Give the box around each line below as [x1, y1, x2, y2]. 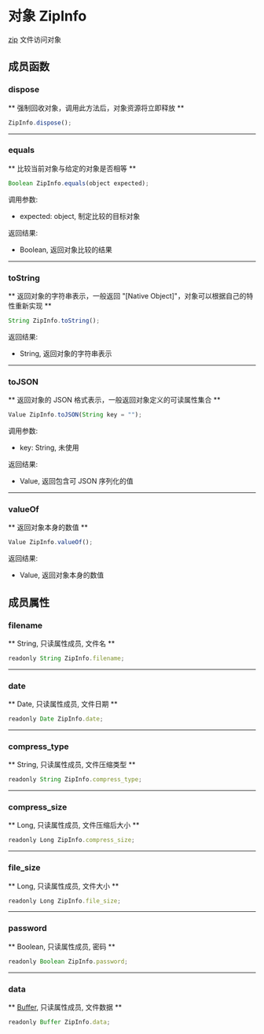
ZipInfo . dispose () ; [8, 119, 72, 127]
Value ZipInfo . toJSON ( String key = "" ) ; [8, 411, 143, 419]
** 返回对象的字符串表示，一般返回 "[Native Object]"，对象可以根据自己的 [8, 291, 247, 300]
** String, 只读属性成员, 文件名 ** [8, 639, 115, 648]
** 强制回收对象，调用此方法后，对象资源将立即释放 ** [8, 103, 185, 113]
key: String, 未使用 [19, 443, 80, 453]
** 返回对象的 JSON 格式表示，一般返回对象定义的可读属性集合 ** [8, 395, 222, 405]
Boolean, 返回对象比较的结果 [19, 245, 112, 254]
